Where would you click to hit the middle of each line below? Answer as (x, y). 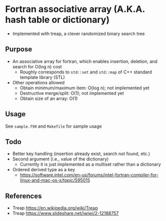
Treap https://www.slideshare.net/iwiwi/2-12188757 (65, 214)
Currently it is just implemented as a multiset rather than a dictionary (90, 164)
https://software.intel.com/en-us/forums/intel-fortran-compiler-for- (89, 175)
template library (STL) (42, 77)
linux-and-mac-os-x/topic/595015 (55, 180)
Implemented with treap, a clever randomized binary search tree (78, 33)
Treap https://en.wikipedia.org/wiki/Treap (55, 208)
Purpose (19, 49)
